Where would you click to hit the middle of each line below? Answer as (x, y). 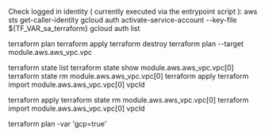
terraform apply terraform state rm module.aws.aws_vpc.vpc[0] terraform (129, 100)
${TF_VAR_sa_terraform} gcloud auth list (74, 28)
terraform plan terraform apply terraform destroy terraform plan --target (126, 44)
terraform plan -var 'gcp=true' (58, 124)
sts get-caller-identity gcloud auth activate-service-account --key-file (123, 20)
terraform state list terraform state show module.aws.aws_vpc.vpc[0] (121, 68)
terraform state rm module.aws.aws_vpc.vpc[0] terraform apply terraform (129, 76)
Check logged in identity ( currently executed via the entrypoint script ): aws (133, 12)
